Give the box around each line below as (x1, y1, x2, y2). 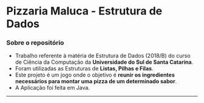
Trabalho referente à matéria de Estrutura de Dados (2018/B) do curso (15, 52, 191, 60)
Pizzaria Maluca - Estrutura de (6, 4, 163, 18)
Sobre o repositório (6, 39, 64, 47)
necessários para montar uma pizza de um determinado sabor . (15, 78, 177, 85)
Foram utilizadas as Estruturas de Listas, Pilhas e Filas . (15, 65, 154, 72)
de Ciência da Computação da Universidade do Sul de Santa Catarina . (15, 58, 194, 66)
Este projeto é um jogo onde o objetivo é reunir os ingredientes (15, 71, 175, 79)
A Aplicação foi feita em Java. (15, 84, 90, 92)
